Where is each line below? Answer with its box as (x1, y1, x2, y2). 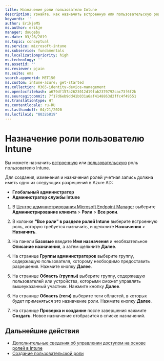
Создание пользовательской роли (12, 350, 84, 356)
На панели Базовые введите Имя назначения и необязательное (12, 238, 148, 244)
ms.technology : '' (5, 57, 42, 62)
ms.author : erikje (5, 25, 42, 30)
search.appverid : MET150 (5, 75, 56, 80)
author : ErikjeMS (5, 21, 41, 26)
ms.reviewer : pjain (5, 67, 45, 72)
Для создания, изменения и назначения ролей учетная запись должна (5, 174, 154, 180)
